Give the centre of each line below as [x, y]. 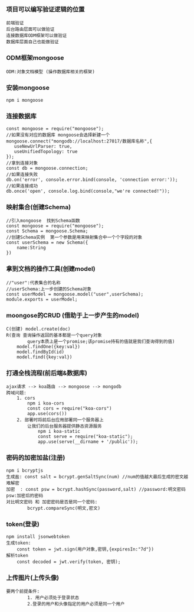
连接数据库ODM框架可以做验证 [37, 36]
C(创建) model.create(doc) [38, 329]
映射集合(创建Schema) [39, 207]
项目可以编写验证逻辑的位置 [45, 9]
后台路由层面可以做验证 [30, 30]
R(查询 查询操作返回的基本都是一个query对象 [54, 335]
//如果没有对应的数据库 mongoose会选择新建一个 [58, 135]
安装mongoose [28, 88]
